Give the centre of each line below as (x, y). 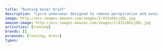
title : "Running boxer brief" (36, 9)
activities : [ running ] (28, 27)
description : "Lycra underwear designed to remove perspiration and (76, 14)
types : (12, 40)
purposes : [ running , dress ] (33, 36)
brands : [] (16, 31)
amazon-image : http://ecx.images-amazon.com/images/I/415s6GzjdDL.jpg (78, 23)
